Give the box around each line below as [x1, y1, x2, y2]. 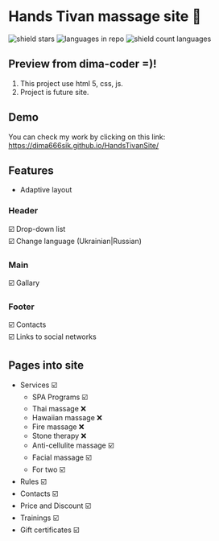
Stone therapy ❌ [31, 431, 87, 441]
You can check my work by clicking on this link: [8, 132, 166, 142]
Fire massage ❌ [31, 422, 85, 432]
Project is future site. [19, 87, 89, 97]
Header [8, 205, 39, 217]
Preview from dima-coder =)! [8, 57, 157, 71]
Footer [8, 301, 35, 312]
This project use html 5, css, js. [19, 78, 123, 88]
